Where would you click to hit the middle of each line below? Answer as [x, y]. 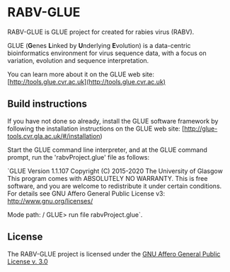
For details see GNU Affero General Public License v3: [86, 193]
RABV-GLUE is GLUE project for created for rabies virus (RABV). [101, 32]
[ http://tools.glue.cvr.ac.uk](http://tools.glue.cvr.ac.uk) [87, 81]
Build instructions [47, 104]
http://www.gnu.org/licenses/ [50, 201]
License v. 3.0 [28, 261]
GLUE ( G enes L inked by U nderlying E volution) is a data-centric [99, 45]
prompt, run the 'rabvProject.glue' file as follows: [79, 157]
